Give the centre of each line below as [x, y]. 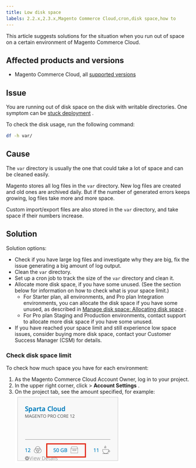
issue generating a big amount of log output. [68, 265]
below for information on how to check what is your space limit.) [92, 290]
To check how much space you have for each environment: [77, 368]
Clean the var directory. [43, 272]
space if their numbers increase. [45, 216]
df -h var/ [19, 136]
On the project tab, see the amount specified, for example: [85, 391]
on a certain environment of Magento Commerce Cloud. [73, 42]
